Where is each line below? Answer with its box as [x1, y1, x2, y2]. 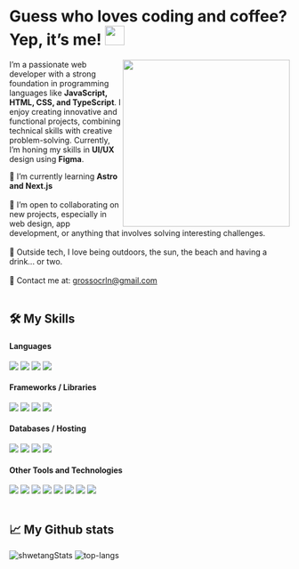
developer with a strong [9, 69, 96, 79]
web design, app [9, 218, 71, 229]
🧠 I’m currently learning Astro [9, 171, 118, 182]
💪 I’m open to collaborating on [9, 199, 120, 210]
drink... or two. [9, 256, 63, 266]
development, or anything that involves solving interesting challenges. [9, 227, 266, 238]
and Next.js [9, 180, 53, 191]
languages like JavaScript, [9, 87, 109, 98]
